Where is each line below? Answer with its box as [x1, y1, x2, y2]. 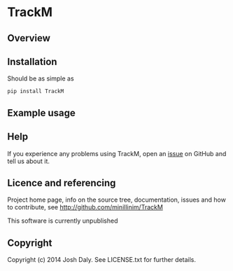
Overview [7, 32, 51, 44]
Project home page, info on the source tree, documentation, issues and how [7, 195, 226, 204]
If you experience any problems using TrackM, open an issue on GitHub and [7, 149, 227, 158]
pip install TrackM [7, 88, 64, 95]
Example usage [7, 106, 76, 119]
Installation [7, 55, 57, 67]
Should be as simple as [7, 74, 75, 83]
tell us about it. [7, 157, 50, 165]
